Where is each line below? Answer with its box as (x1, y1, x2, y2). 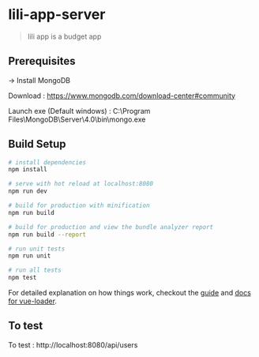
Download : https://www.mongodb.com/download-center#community (8, 91, 235, 100)
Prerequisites (8, 54, 76, 68)
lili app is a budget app (27, 32, 102, 41)
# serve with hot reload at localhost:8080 (8, 180, 154, 188)
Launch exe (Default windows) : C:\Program (8, 106, 151, 115)
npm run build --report (8, 231, 87, 239)
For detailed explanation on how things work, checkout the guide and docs (8, 288, 251, 298)
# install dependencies (8, 158, 87, 167)
